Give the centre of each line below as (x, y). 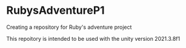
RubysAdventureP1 (55, 10)
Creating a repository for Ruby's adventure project (69, 27)
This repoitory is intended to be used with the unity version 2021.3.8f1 (93, 38)
